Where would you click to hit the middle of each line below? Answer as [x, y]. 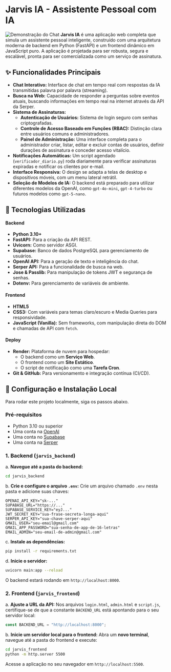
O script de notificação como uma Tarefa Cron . [70, 368]
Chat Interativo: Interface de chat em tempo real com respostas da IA [86, 85]
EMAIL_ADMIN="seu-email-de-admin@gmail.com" [54, 532]
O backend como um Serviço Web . [58, 357]
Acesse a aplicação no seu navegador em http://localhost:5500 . [75, 664]
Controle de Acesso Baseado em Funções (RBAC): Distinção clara [91, 128]
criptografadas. [37, 123]
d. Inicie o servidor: [26, 561]
